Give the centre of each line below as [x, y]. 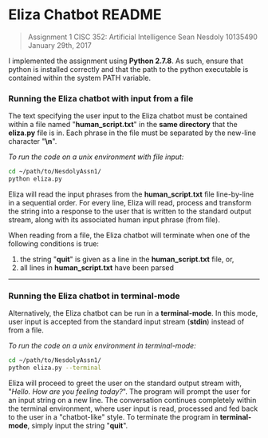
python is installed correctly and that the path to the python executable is [128, 69]
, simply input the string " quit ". [78, 426]
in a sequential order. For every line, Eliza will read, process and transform [130, 202]
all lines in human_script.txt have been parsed [97, 267]
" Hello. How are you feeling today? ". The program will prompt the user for [130, 392]
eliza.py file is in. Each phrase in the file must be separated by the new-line [132, 133]
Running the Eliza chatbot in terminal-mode [95, 296]
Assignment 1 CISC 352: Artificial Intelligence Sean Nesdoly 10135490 [142, 37]
